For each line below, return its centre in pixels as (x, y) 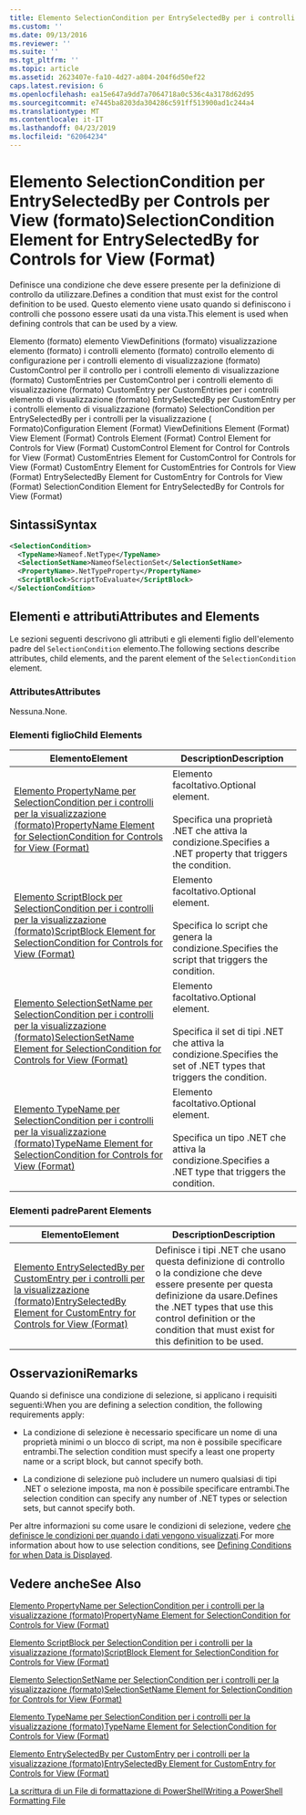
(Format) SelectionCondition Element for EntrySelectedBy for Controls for (147, 486)
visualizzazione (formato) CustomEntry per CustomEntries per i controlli (144, 390)
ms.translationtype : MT (55, 111)
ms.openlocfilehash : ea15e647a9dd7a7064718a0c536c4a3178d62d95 (132, 94)
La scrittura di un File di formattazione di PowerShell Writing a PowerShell (146, 1791)
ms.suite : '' (34, 52)
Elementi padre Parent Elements (81, 1211)
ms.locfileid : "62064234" (58, 137)
